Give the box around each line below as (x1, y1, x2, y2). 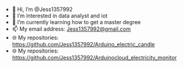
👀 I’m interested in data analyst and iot (12, 12, 108, 19)
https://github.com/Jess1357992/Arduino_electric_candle (12, 41, 155, 48)
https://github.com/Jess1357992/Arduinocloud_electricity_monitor (12, 54, 177, 61)
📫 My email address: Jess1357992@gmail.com (12, 25, 131, 33)
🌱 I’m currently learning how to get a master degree (12, 19, 141, 25)
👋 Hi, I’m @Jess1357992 (12, 6, 73, 13)
